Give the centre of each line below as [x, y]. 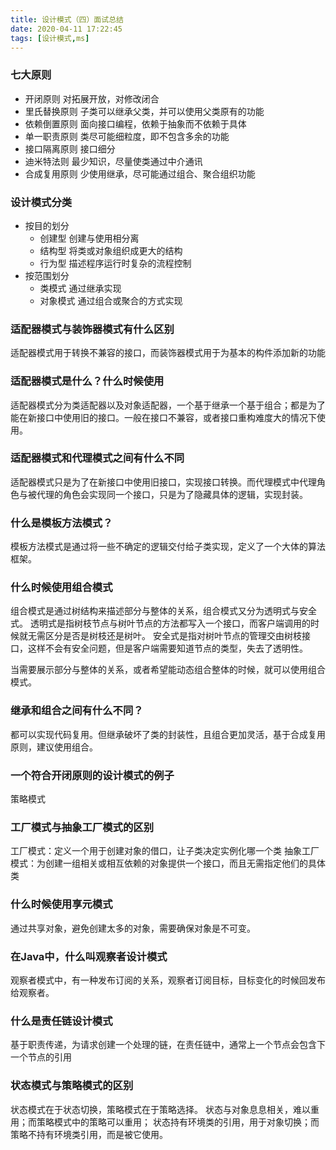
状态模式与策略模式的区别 [72, 1086]
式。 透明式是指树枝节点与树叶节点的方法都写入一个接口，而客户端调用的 [160, 623]
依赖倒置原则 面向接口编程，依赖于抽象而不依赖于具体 [135, 123]
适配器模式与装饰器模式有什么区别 [92, 329]
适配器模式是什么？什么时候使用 [87, 381]
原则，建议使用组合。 [54, 747]
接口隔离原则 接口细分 [70, 148]
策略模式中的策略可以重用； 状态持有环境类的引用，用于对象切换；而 [178, 1122]
